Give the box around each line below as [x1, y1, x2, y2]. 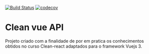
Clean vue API [5, 22, 64, 33]
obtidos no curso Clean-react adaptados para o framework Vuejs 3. [5, 43, 143, 49]
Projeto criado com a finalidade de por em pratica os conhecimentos [5, 38, 144, 44]
